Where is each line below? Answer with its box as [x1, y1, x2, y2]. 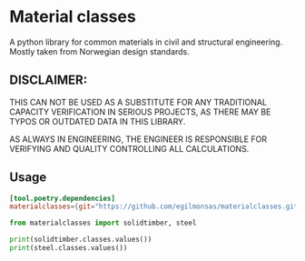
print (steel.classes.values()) [9, 244, 128, 253]
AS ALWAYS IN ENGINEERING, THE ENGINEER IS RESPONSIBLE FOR [9, 134, 268, 145]
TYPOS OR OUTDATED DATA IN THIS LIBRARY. [9, 115, 186, 126]
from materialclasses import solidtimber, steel [9, 218, 197, 228]
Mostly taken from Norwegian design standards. [9, 45, 191, 56]
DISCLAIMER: [9, 73, 88, 88]
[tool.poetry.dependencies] [9, 194, 116, 203]
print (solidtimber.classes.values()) [9, 235, 152, 245]
